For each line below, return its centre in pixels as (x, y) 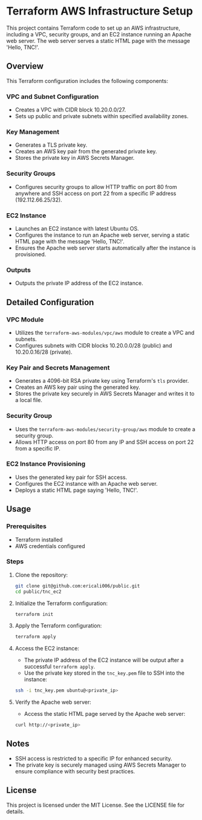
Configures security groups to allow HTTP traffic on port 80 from (96, 187)
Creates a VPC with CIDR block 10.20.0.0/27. (70, 110)
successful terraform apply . (60, 667)
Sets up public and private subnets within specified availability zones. (102, 116)
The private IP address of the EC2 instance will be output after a (104, 660)
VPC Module (25, 319)
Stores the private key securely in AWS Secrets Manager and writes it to (105, 394)
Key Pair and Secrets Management (58, 368)
